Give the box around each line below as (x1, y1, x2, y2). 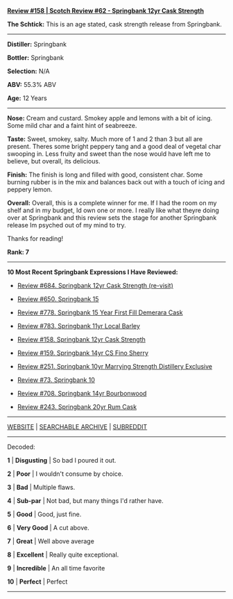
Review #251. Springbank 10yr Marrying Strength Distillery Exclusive (17, 362, 213, 370)
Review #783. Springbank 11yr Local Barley (17, 322, 141, 330)
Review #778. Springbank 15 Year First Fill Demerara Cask (17, 308, 183, 317)
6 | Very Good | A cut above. (7, 524, 89, 532)
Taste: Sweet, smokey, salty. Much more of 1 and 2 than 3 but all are (7, 135, 203, 143)
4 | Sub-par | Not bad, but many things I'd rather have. (7, 497, 164, 504)
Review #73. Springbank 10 (17, 376, 96, 384)
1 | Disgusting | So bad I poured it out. (7, 456, 116, 464)
